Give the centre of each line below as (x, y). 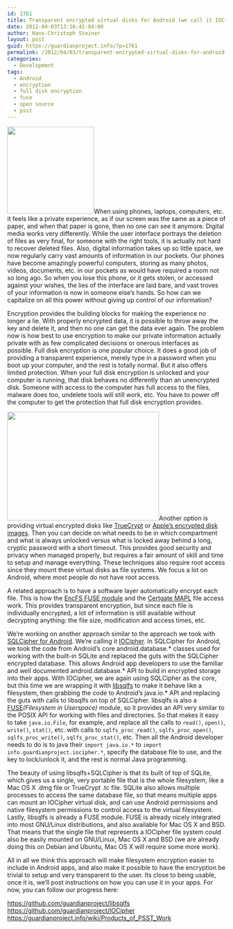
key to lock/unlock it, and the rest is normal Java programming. (97, 759)
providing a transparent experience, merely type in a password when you (112, 357)
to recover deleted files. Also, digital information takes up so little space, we (115, 248)
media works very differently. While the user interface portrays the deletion (114, 233)
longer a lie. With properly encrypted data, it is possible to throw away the (113, 321)
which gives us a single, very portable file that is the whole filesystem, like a (115, 780)
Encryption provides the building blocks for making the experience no (107, 313)
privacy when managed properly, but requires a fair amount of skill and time (115, 555)
